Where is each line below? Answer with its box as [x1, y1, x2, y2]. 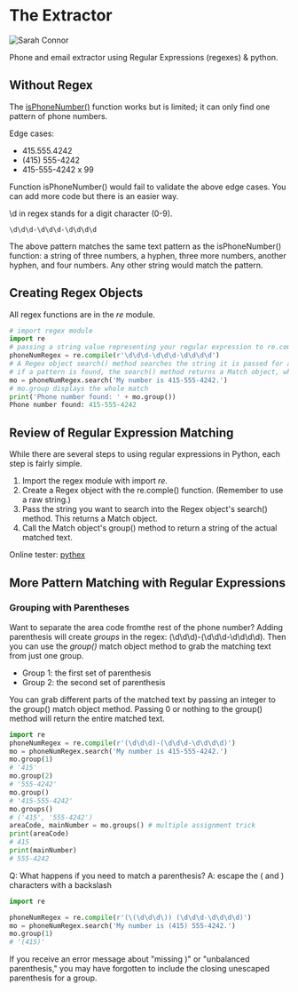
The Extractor [9, 5, 113, 26]
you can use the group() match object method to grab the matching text [9, 641, 271, 652]
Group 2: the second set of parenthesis [21, 676, 166, 687]
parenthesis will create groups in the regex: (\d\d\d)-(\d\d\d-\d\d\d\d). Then [9, 631, 286, 642]
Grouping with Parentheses [9, 602, 130, 614]
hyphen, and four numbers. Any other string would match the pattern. [9, 260, 263, 270]
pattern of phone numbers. [9, 110, 108, 121]
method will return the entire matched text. [9, 713, 166, 724]
